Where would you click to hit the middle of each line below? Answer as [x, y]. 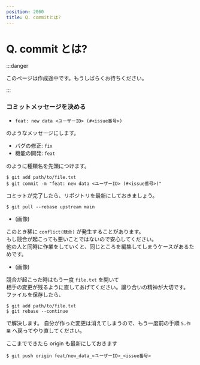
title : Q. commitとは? [34, 17]
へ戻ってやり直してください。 [49, 330]
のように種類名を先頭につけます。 [48, 166]
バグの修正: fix [34, 145]
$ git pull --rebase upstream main [51, 207]
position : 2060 [25, 12]
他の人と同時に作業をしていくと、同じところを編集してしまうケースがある [98, 246]
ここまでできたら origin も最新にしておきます [62, 343]
